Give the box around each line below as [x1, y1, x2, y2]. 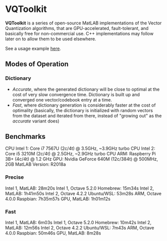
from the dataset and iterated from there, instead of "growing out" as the [12, 113, 162, 119]
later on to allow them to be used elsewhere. [5, 36, 96, 42]
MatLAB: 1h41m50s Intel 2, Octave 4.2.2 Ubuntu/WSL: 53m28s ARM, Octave [5, 190, 162, 196]
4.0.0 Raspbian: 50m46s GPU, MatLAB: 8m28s [5, 230, 101, 236]
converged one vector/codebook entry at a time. [12, 97, 112, 103]
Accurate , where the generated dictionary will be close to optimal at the [12, 86, 160, 92]
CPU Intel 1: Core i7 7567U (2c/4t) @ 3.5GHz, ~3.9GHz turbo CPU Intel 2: [5, 145, 156, 151]
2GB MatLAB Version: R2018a [5, 161, 66, 167]
